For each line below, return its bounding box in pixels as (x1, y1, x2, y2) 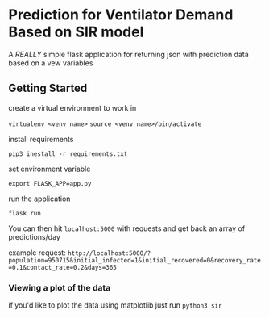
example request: (8, 248, 66, 257)
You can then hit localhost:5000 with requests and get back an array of (8, 224, 246, 233)
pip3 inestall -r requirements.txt (8, 149, 128, 158)
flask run (8, 209, 42, 217)
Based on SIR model (8, 23, 144, 41)
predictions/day (8, 232, 60, 241)
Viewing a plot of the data (8, 282, 111, 293)
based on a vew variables (8, 58, 93, 68)
